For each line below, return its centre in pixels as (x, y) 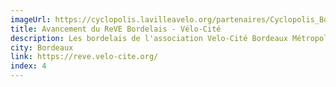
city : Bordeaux (42, 47)
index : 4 (28, 66)
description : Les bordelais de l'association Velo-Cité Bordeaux (149, 38)
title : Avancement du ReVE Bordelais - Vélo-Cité (116, 29)
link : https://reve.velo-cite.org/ (84, 57)
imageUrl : (31, 19)
